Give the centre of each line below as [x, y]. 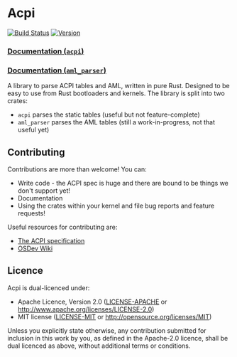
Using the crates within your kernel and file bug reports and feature [116, 206]
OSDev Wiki [35, 248]
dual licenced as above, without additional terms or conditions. [99, 346]
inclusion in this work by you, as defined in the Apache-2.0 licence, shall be [118, 338]
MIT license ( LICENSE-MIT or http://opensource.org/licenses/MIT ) [115, 316]
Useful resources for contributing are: [62, 227]
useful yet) [33, 130]
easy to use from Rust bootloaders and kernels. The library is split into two [116, 93]
